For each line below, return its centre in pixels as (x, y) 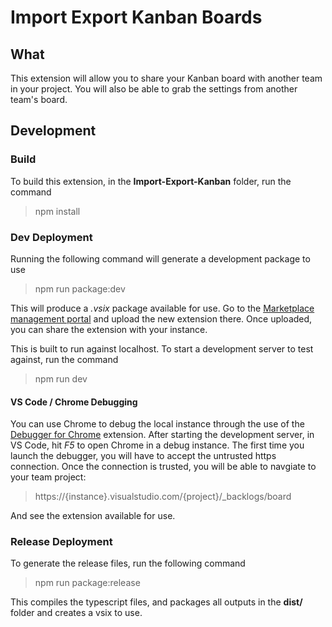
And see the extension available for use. (93, 516)
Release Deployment (61, 542)
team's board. (39, 99)
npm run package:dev (80, 288)
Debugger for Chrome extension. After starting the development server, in (162, 435)
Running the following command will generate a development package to (160, 258)
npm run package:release (87, 583)
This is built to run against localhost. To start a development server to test (162, 348)
